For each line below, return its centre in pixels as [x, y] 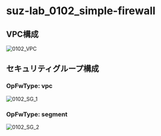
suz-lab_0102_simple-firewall [81, 11]
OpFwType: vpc [29, 86]
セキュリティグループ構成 [53, 69]
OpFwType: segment [37, 114]
